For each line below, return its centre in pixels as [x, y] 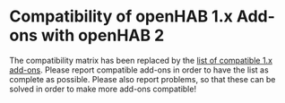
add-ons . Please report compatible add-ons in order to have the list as [139, 70]
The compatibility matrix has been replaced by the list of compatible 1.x [141, 60]
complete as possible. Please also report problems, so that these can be [142, 79]
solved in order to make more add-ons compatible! [103, 89]
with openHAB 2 [103, 35]
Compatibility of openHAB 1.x [121, 17]
